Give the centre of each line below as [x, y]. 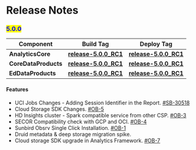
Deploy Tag [156, 44]
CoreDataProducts [36, 64]
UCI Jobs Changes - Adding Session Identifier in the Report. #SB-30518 [102, 103]
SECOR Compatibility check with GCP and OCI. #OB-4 [81, 122]
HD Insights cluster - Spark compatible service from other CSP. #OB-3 [101, 115]
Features [17, 90]
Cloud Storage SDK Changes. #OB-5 [59, 109]
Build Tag [95, 44]
